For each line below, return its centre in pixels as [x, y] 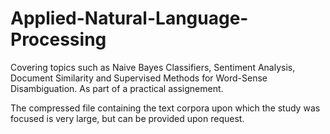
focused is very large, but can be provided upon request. [127, 118]
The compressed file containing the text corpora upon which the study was [165, 108]
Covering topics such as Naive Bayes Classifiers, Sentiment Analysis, [153, 67]
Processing [58, 39]
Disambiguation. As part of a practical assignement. [117, 88]
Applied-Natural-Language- [129, 18]
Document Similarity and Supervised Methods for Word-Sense [139, 78]
